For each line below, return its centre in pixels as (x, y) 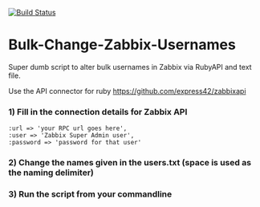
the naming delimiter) (51, 172)
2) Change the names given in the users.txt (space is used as (130, 163)
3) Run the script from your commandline (90, 194)
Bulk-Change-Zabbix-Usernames (122, 45)
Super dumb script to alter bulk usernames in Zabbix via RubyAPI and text (130, 67)
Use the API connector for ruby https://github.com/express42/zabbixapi (127, 91)
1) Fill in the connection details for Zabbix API (98, 112)
